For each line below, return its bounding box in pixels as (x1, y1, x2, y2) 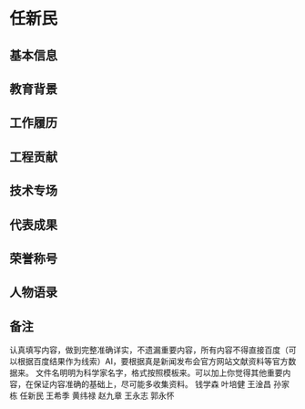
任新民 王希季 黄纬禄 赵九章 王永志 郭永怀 (19, 390, 175, 402)
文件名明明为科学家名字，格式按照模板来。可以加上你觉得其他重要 (35, 367, 283, 379)
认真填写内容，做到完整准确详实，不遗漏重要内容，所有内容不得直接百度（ (9, 344, 289, 356)
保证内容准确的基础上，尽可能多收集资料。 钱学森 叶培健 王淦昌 (33, 379, 271, 390)
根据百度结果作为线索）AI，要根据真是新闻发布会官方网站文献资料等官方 (16, 356, 289, 367)
